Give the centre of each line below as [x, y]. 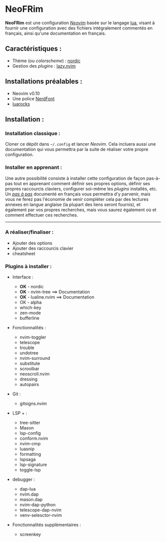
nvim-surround [35, 358]
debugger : [23, 479]
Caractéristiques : [33, 49]
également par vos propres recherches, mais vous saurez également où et [81, 210]
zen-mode [30, 313]
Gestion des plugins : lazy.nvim [44, 66]
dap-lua [28, 489]
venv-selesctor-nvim [41, 515]
